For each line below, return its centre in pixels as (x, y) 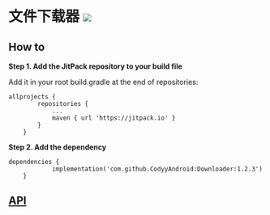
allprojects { (32, 97)
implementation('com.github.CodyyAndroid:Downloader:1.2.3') (157, 169)
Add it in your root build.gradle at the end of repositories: (103, 82)
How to (27, 46)
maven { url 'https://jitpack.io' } (114, 118)
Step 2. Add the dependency (58, 147)
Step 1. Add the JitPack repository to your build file (95, 66)
